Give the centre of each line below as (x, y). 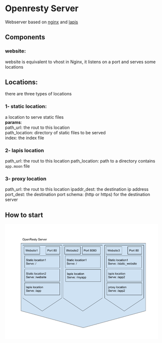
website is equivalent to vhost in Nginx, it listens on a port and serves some (81, 62)
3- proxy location (26, 179)
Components (25, 37)
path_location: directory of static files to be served (55, 132)
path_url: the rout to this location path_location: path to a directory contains (80, 161)
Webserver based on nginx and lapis (42, 22)
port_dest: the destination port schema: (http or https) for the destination (78, 195)
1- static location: (26, 107)
